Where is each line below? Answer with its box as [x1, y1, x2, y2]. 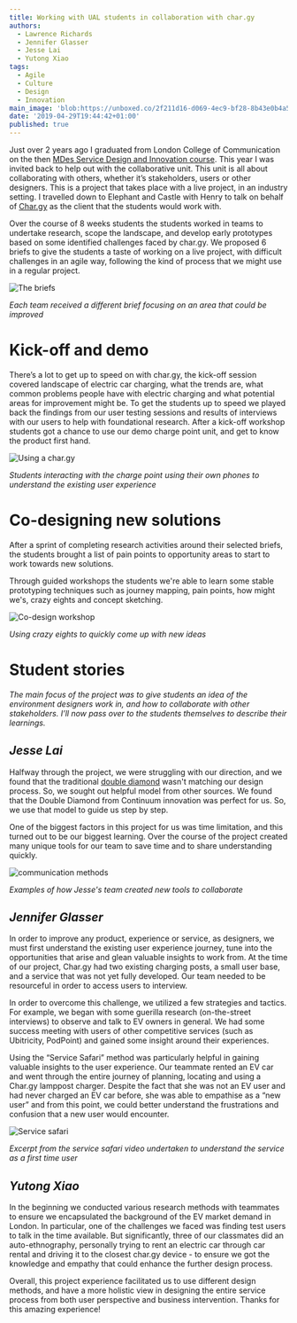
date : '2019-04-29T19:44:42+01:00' [9, 112, 141, 121]
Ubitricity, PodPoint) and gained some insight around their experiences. [9, 1035, 270, 1046]
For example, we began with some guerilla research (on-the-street [9, 1007, 252, 1018]
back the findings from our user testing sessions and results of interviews [9, 407, 278, 418]
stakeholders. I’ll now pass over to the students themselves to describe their [9, 708, 287, 718]
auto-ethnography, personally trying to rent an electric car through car [9, 1240, 266, 1250]
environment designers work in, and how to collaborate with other [9, 698, 250, 709]
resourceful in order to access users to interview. [9, 981, 188, 991]
